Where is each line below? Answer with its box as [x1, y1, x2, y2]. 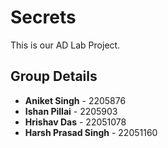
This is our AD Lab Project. [10, 39, 121, 51]
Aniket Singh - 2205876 [24, 94, 127, 106]
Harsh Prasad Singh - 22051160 [24, 126, 158, 138]
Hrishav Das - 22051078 [24, 116, 127, 128]
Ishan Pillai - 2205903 [24, 105, 118, 117]
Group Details [10, 68, 98, 85]
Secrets [10, 6, 77, 29]
